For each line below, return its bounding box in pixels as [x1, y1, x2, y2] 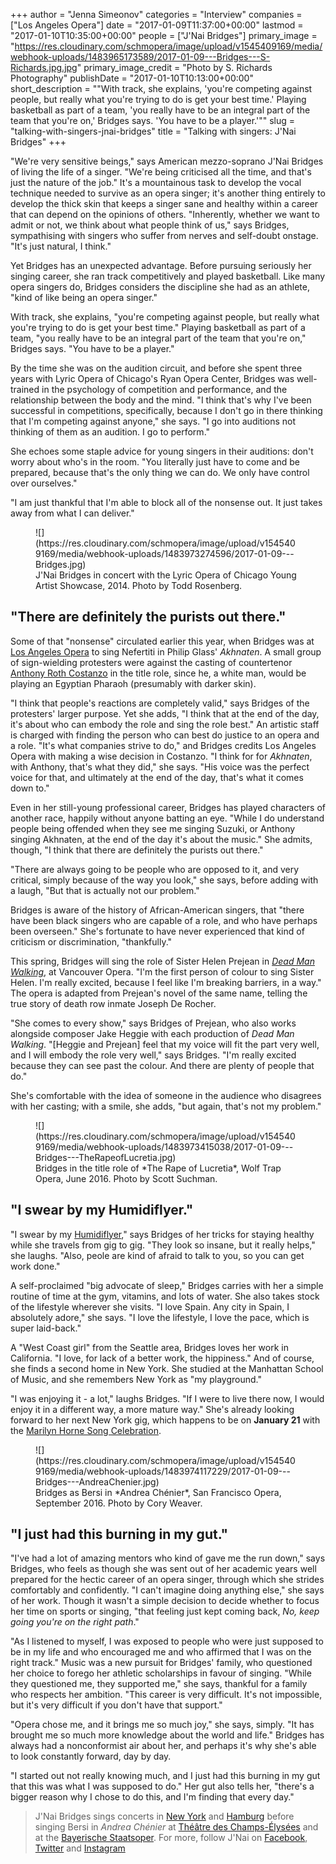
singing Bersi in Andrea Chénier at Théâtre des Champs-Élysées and [34, 1821, 319, 1833]
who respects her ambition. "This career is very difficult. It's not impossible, [10, 1689, 323, 1701]
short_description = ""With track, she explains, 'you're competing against [10, 83, 313, 94]
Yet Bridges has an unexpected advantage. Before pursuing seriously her [10, 260, 312, 271]
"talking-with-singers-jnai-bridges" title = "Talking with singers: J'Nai [10, 125, 297, 137]
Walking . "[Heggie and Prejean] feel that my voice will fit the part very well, [10, 1038, 320, 1050]
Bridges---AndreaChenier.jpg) [35, 1475, 160, 1488]
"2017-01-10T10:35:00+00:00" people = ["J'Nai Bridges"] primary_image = [10, 30, 318, 41]
